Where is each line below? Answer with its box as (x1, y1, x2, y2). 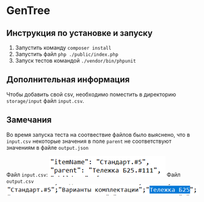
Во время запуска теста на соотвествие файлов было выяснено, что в (6, 131, 191, 138)
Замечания (6, 115, 52, 125)
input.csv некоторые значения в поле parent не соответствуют (6, 138, 172, 145)
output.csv (6, 178, 34, 184)
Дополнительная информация (6, 74, 130, 85)
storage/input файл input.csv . (6, 97, 84, 104)
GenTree (6, 4, 51, 18)
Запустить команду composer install (15, 44, 112, 51)
